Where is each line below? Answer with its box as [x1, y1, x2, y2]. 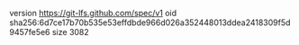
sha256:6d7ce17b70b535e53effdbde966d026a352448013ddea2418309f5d [9, 17, 291, 28]
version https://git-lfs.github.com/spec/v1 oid [9, 8, 177, 18]
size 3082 [51, 27, 90, 37]
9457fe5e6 [9, 27, 51, 37]
